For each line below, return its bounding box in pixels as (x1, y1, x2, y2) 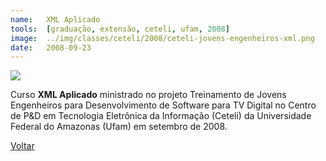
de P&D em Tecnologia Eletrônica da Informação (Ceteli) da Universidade (10, 110, 312, 122)
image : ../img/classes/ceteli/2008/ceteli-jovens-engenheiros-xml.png (10, 33, 315, 43)
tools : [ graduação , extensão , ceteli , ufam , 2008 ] (10, 24, 230, 34)
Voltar (10, 140, 35, 152)
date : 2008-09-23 (10, 42, 92, 53)
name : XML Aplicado (10, 14, 101, 25)
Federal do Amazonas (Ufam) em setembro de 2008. (10, 121, 228, 133)
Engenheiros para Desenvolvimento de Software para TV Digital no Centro (10, 99, 317, 111)
